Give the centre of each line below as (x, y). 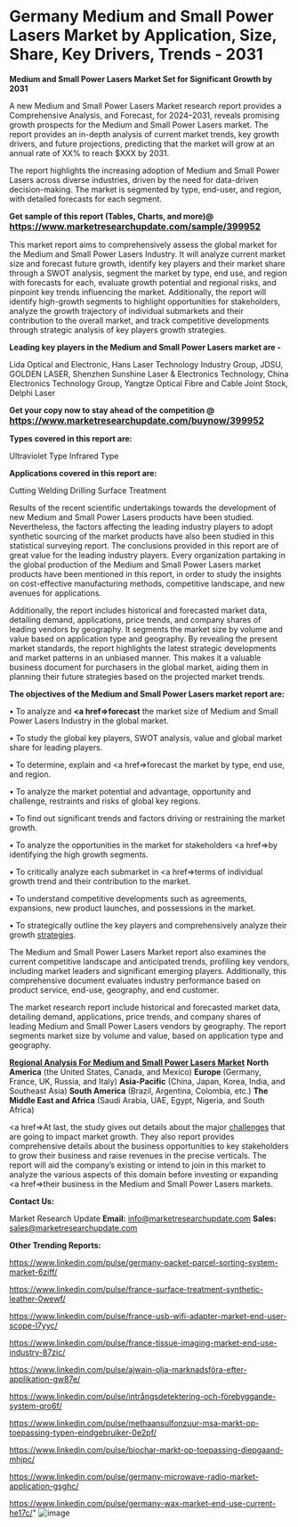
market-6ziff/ (33, 1272)
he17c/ (21, 1513)
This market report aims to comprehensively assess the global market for (143, 244)
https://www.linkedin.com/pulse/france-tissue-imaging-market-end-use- (143, 1342)
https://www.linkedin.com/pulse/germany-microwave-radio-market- (134, 1476)
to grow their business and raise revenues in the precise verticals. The (138, 1155)
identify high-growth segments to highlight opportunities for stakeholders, (145, 301)
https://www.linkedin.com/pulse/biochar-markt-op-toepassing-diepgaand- (146, 1449)
